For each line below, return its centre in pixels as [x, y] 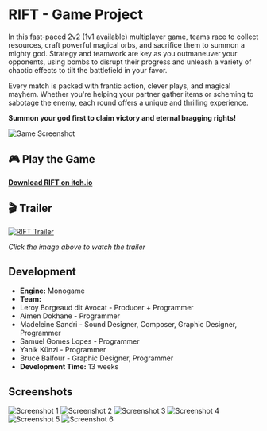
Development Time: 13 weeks [69, 367]
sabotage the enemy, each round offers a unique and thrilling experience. [128, 102]
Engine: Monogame [52, 291]
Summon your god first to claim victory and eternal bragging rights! [122, 117]
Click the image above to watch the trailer [77, 247]
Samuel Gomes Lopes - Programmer [80, 341]
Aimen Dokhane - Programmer [70, 316]
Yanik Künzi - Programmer [63, 350]
